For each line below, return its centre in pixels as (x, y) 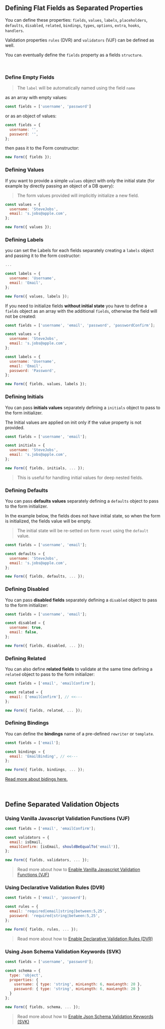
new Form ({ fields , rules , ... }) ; (42, 929)
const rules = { (22, 907)
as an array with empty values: (36, 98)
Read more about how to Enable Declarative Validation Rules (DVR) (85, 939)
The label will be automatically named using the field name (76, 88)
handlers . (15, 30)
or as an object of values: (31, 116)
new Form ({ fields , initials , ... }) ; (45, 468)
